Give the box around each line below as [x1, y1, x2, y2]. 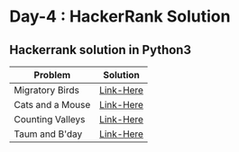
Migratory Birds [14, 84, 79, 96]
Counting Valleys [14, 113, 86, 125]
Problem [33, 69, 71, 81]
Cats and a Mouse [14, 99, 91, 111]
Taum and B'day [14, 128, 83, 140]
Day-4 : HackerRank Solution [9, 6, 231, 27]
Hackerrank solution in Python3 [9, 42, 192, 58]
